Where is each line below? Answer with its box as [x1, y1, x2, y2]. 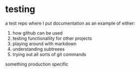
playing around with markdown [12, 40, 77, 46]
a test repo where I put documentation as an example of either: [5, 20, 135, 26]
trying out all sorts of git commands [12, 51, 86, 57]
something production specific [5, 61, 69, 67]
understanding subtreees [12, 46, 65, 52]
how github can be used [12, 30, 63, 36]
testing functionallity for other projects [12, 35, 92, 41]
